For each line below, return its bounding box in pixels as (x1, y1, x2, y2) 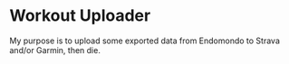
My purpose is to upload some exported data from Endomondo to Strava (9, 35, 281, 46)
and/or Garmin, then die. (9, 44, 101, 55)
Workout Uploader (9, 5, 151, 26)
